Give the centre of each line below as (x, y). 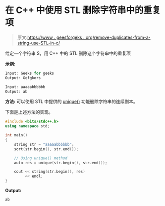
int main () (16, 135)
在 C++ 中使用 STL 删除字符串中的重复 (83, 10)
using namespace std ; (27, 126)
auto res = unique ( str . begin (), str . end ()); (61, 163)
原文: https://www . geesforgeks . (51, 37)
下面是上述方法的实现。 (29, 112)
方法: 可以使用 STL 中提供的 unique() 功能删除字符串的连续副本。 (71, 102)
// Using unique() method (41, 158)
